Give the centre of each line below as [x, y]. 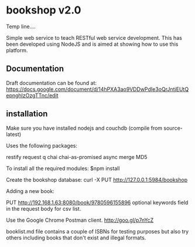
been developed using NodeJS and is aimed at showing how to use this [92, 44]
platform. [17, 50]
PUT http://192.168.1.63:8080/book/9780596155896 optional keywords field [97, 202]
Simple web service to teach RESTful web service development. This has [94, 38]
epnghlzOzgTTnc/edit [32, 95]
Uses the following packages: [42, 146]
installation [27, 114]
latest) [14, 134]
